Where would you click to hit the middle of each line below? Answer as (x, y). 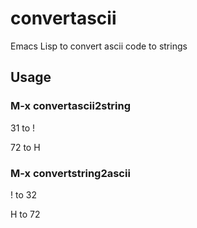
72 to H (25, 147)
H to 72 (25, 214)
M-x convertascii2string (71, 106)
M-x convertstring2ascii (70, 173)
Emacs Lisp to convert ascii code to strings (99, 46)
